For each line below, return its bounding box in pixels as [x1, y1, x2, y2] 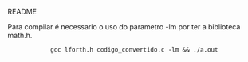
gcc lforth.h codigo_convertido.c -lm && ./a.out [49, 46, 218, 54]
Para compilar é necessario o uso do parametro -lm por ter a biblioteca [7, 22, 241, 31]
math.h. [7, 31, 33, 40]
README [7, 7, 37, 16]
